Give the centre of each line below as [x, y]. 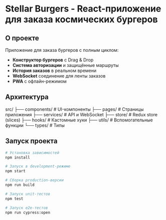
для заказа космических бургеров [81, 19]
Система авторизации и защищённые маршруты [65, 65]
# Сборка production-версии [35, 180]
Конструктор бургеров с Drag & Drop [53, 60]
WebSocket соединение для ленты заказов [59, 76]
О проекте [22, 38]
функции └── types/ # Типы [35, 125]
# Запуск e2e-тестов [27, 208]
